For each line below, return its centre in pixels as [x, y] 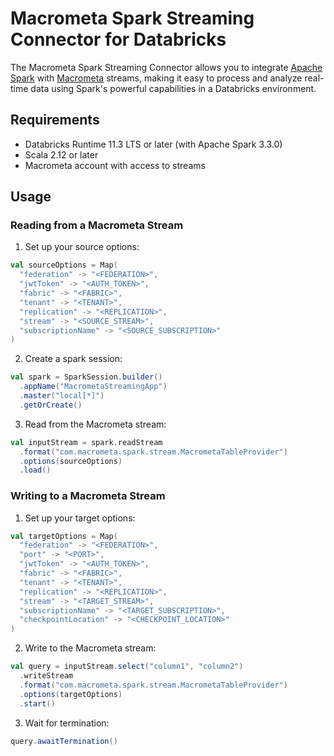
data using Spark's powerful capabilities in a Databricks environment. [173, 88]
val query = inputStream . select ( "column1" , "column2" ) [127, 667]
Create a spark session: [73, 359]
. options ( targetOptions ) [71, 694]
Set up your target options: [80, 518]
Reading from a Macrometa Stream [97, 225]
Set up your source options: [82, 247]
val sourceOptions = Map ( [64, 265]
